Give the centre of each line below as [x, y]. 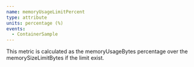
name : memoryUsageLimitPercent [46, 12]
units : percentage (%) [35, 23]
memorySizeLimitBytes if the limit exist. [55, 58]
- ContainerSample [35, 34]
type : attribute [27, 18]
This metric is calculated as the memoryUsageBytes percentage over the [97, 51]
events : [16, 29]
